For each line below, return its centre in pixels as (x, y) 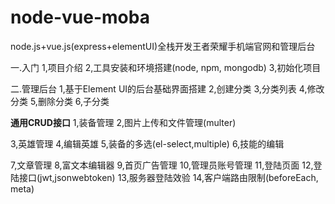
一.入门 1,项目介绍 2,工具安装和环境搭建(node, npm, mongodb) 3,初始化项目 (166, 67)
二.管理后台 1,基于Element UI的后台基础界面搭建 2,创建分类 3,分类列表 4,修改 (167, 88)
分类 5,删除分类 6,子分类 (60, 101)
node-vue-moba (80, 17)
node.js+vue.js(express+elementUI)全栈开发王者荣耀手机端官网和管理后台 (163, 46)
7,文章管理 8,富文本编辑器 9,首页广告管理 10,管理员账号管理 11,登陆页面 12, (162, 165)
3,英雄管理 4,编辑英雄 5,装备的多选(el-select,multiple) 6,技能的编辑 (147, 143)
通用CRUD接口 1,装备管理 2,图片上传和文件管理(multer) (123, 122)
